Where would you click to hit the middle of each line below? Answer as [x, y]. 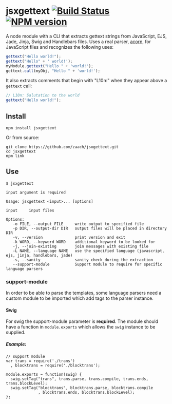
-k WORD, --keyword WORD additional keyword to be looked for [84, 242]
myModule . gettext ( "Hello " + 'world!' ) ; [50, 66]
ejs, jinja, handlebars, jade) [39, 255]
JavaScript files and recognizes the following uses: [60, 47]
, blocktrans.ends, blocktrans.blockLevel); [87, 393]
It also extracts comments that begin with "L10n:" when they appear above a [87, 81]
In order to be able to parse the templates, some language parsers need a [84, 293]
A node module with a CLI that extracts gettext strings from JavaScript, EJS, [87, 36]
